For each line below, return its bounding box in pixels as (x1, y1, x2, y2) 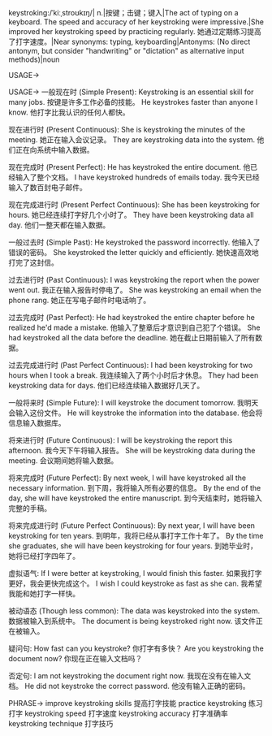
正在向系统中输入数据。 (15, 145, 94, 154)
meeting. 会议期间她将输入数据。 (8, 456, 119, 465)
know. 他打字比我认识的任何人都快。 (8, 107, 130, 117)
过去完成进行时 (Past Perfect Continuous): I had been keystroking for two (8, 361, 253, 370)
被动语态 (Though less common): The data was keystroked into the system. (8, 606, 261, 616)
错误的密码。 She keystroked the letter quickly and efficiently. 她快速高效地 (8, 248, 260, 257)
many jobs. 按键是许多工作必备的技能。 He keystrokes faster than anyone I (8, 97, 258, 106)
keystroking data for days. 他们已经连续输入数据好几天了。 (8, 381, 205, 390)
